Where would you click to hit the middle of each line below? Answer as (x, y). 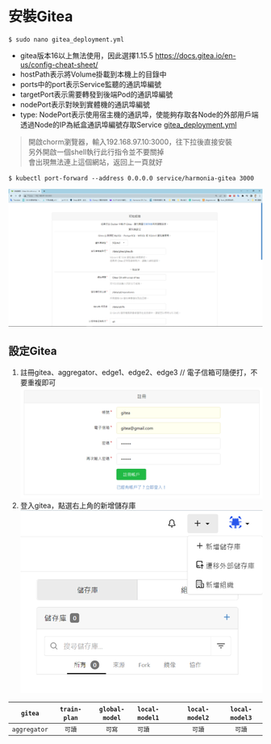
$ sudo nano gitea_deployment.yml (67, 40)
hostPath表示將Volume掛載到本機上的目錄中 (93, 74)
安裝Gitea (41, 17)
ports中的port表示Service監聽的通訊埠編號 (91, 84)
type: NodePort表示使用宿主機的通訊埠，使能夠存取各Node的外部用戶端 (139, 115)
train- (71, 709)
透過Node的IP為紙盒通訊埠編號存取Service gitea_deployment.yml (128, 124)
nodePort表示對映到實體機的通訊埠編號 (85, 104)
